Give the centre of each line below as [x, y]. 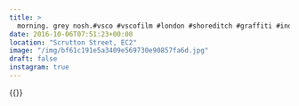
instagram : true [39, 68]
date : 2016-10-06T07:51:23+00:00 [71, 34]
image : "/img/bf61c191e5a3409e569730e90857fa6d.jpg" [109, 51]
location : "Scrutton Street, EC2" [73, 42]
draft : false [33, 59]
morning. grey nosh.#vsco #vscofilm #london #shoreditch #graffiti [145, 26]
